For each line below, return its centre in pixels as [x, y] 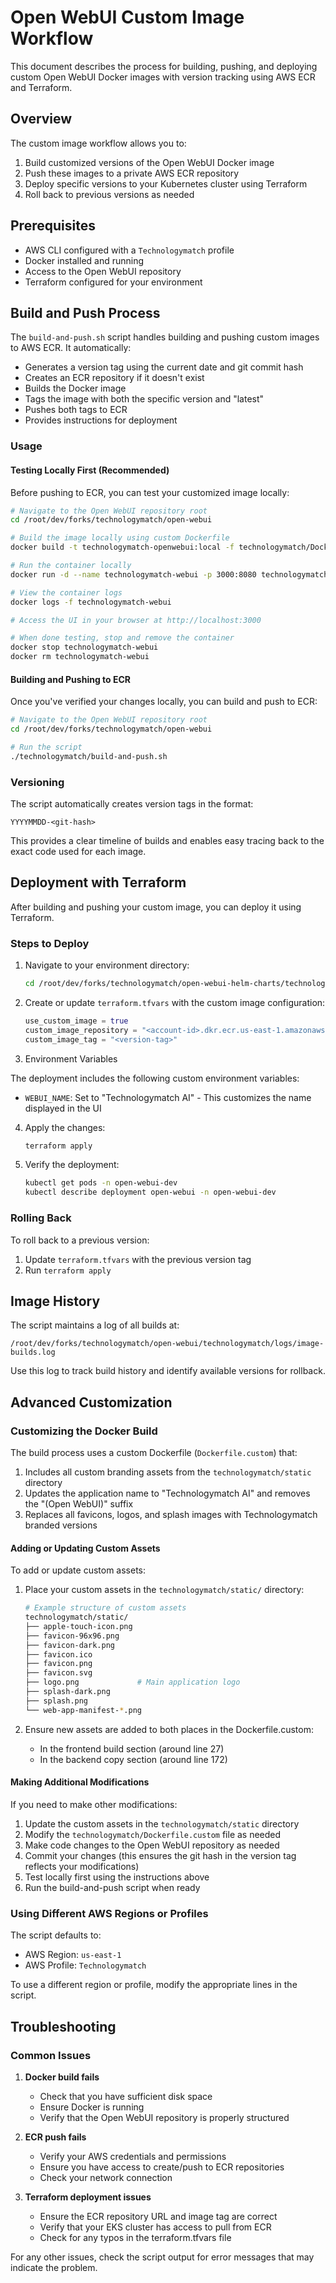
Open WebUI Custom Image [127, 17]
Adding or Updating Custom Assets [85, 1548]
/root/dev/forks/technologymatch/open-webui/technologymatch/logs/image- [167, 1344]
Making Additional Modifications [80, 1782]
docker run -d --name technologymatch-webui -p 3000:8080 [133, 574]
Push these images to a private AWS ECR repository [132, 173]
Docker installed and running [84, 260]
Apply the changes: [65, 1127]
